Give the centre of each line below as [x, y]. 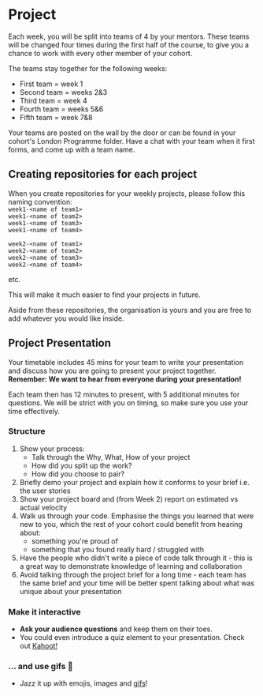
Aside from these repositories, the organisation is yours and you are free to [130, 310]
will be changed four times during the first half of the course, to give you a [129, 44]
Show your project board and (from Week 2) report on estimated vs [129, 498]
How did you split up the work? [81, 465]
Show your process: [52, 449]
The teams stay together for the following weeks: [88, 68]
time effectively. [34, 411]
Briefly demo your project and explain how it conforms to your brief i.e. [134, 482]
